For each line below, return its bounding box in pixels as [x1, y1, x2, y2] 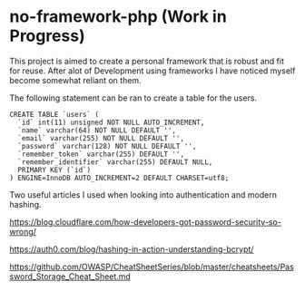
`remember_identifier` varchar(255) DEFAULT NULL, [17, 157, 213, 167]
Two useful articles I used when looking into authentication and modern [9, 189, 277, 200]
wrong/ [9, 226, 36, 237]
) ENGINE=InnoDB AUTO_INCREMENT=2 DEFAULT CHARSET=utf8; [9, 173, 230, 182]
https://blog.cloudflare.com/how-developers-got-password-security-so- [9, 216, 281, 228]
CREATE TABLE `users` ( [9, 110, 100, 119]
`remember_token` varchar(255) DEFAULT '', [17, 150, 184, 159]
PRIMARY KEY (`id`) [17, 165, 92, 174]
